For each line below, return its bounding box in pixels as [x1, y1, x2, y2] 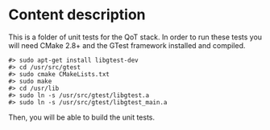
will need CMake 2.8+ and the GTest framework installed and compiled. [8, 40, 246, 50]
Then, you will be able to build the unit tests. [8, 112, 156, 122]
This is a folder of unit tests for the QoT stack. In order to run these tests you [8, 32, 263, 42]
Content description [8, 6, 146, 24]
